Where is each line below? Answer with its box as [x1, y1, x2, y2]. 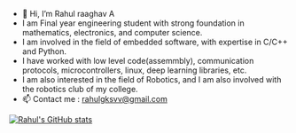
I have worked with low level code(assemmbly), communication [21, 56, 254, 66]
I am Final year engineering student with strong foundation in [21, 18, 245, 28]
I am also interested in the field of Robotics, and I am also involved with [21, 74, 282, 84]
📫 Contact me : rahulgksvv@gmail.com [21, 94, 168, 104]
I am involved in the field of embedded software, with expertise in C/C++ [21, 36, 288, 47]
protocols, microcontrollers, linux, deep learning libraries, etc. [21, 65, 247, 75]
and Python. [21, 46, 67, 57]
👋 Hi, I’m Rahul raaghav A [21, 9, 115, 19]
